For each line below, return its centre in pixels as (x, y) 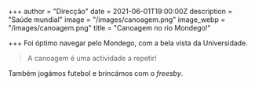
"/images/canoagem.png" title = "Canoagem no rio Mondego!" (109, 28)
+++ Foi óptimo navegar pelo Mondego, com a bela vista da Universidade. (128, 43)
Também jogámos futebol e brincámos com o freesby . (96, 73)
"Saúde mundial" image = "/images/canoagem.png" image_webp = (117, 20)
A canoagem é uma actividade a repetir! (92, 58)
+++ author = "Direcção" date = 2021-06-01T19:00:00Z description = (120, 11)
